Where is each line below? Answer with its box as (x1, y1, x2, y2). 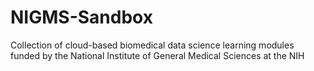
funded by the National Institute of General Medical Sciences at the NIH (10, 49, 305, 61)
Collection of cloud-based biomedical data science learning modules (10, 39, 295, 51)
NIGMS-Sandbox (10, 6, 153, 29)
